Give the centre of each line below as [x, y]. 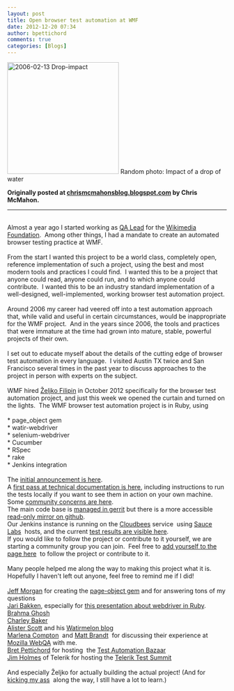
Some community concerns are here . [60, 502]
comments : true [29, 40]
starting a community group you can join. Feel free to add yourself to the [112, 546]
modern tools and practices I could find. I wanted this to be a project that [112, 272]
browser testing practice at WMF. [55, 242]
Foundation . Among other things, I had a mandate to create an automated [113, 235]
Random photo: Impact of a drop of [171, 171]
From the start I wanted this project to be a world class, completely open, [112, 257]
